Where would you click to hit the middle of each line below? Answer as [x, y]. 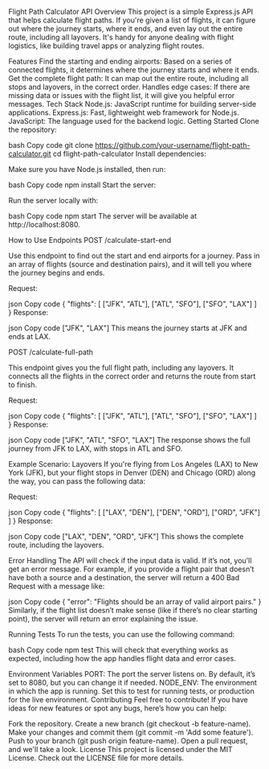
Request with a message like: [57, 586]
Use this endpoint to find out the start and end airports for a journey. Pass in [134, 256]
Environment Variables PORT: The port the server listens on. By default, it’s [132, 674]
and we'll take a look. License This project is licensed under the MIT [120, 749]
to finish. [23, 384]
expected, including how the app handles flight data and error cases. [122, 659]
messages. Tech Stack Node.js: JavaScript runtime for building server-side [132, 104]
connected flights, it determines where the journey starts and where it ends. [134, 70]
